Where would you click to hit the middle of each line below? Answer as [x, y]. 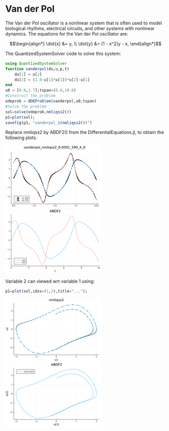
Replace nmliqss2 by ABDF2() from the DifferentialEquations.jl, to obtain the [85, 132]
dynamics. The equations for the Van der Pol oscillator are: [67, 34]
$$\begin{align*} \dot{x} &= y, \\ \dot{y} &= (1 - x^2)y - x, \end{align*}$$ [86, 43]
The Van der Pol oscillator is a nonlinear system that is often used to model [83, 23]
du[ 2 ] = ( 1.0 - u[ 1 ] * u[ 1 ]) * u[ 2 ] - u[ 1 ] [52, 79]
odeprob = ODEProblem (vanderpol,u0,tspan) [51, 101]
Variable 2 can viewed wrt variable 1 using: [50, 281]
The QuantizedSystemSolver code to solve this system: [63, 53]
